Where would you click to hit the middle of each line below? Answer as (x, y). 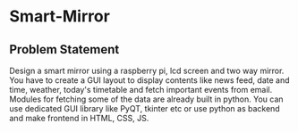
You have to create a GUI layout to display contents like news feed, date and (149, 80)
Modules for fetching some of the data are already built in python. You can (146, 99)
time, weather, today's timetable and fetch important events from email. (141, 90)
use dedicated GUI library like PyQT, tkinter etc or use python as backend (145, 108)
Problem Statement (64, 49)
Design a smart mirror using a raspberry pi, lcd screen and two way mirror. (147, 70)
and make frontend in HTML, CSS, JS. (79, 118)
